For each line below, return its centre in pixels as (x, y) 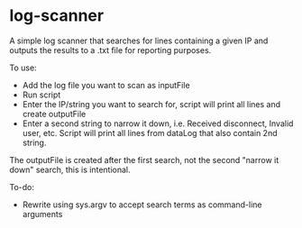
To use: (23, 68)
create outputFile (54, 114)
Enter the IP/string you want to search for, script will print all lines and (151, 104)
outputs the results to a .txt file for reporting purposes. (110, 50)
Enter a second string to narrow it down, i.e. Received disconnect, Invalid (158, 123)
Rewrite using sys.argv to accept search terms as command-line (142, 205)
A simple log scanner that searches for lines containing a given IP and (139, 41)
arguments (42, 214)
